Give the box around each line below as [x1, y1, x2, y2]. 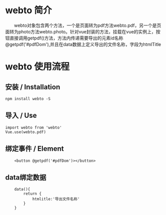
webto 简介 [5, 5, 52, 16]
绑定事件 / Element [5, 145, 64, 153]
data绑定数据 [5, 173, 46, 182]
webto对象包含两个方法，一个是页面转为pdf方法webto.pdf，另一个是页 [14, 22, 161, 28]
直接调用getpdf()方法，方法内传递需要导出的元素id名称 [9, 35, 124, 41]
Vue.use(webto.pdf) [5, 130, 46, 135]
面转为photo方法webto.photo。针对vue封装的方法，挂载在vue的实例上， [5, 28, 156, 34]
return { [23, 191, 42, 196]
